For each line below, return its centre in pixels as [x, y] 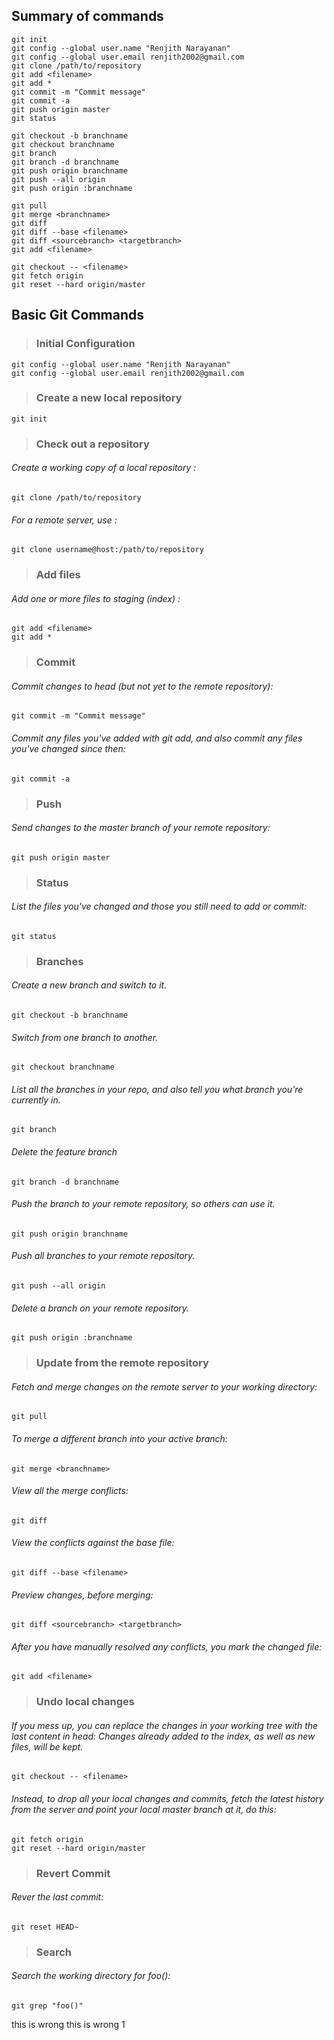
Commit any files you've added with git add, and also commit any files [157, 738]
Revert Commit [73, 1873]
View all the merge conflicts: [70, 1491]
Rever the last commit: [57, 1897]
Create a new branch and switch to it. [89, 985]
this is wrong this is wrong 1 [68, 2024]
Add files [58, 575]
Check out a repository [92, 444]
